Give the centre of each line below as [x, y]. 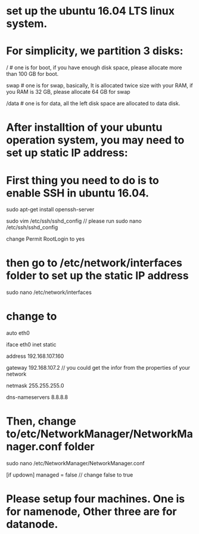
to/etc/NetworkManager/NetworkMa [100, 434]
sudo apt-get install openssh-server [50, 210]
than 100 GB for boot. [32, 74]
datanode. [32, 524]
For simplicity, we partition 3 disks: [95, 51]
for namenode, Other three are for [91, 512]
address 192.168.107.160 [35, 356]
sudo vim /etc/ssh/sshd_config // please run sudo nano [74, 221]
